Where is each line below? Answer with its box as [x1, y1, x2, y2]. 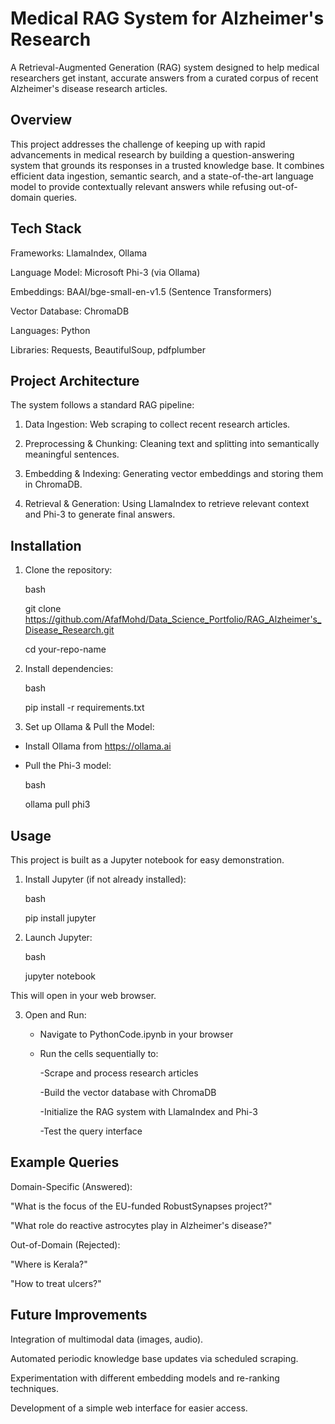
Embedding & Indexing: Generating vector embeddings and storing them [24, 468, 324, 480]
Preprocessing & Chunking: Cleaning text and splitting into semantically [24, 438, 320, 450]
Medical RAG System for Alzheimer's [10, 7, 325, 30]
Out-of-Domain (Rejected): [10, 1238, 121, 1251]
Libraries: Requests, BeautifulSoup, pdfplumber [10, 343, 206, 356]
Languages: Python [10, 324, 91, 336]
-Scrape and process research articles [39, 1067, 199, 1079]
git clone [24, 603, 62, 615]
